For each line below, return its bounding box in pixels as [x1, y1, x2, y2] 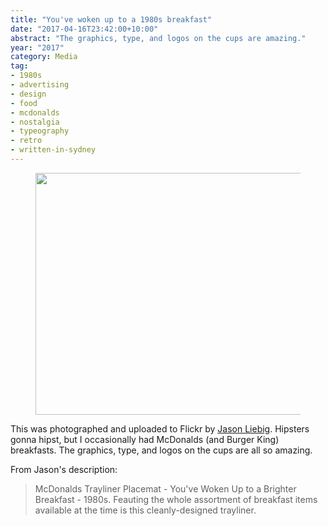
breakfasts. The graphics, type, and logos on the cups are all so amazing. [10, 444, 313, 456]
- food [10, 98, 38, 108]
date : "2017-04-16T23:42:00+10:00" [10, 24, 159, 34]
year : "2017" [10, 42, 65, 53]
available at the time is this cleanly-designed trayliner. [34, 504, 257, 516]
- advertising [10, 80, 70, 90]
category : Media [10, 52, 78, 62]
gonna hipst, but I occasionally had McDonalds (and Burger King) [10, 433, 280, 445]
